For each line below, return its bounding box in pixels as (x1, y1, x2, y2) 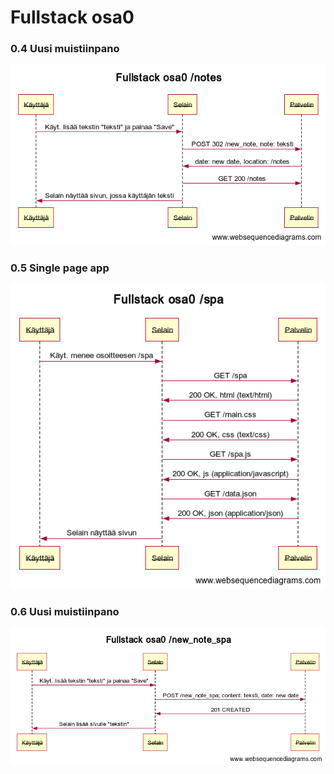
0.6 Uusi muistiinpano (10, 605, 120, 619)
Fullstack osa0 (10, 6, 135, 29)
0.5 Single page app (10, 261, 110, 275)
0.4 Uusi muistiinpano (10, 42, 120, 56)
